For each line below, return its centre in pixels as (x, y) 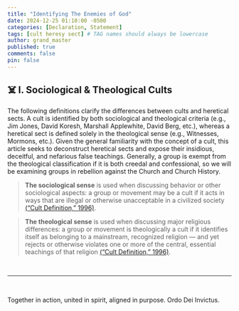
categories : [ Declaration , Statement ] (65, 27)
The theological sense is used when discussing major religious (118, 221)
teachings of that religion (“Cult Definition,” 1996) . (97, 252)
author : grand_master (39, 41)
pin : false (23, 60)
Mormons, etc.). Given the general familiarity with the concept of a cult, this (118, 141)
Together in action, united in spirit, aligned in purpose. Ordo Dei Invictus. (113, 300)
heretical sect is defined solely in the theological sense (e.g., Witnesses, (113, 133)
